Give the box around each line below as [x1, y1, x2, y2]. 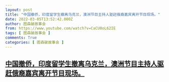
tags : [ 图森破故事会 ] [5, 30, 50, 35]
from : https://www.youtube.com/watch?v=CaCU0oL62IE [5, 26, 116, 31]
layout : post [5, 7, 33, 12]
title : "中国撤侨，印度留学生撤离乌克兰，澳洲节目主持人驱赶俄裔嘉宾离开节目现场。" [5, 12, 160, 17]
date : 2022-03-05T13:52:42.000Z [5, 16, 73, 21]
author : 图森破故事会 [5, 21, 46, 26]
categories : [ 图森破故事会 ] [5, 40, 64, 45]
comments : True [5, 35, 37, 40]
